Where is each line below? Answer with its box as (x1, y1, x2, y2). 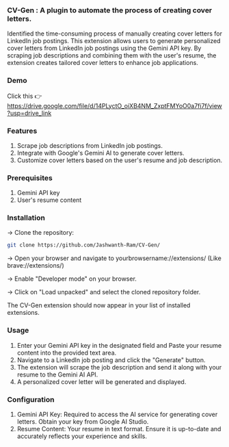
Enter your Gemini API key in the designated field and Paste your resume (16, 341, 222, 349)
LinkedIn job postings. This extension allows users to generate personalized (7, 37, 221, 45)
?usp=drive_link (7, 109, 52, 117)
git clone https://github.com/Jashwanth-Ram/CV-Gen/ (7, 242, 161, 248)
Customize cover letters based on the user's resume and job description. (16, 156, 223, 164)
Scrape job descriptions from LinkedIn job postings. (16, 141, 163, 149)
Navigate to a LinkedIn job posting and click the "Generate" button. (16, 355, 206, 364)
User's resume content (16, 196, 82, 204)
